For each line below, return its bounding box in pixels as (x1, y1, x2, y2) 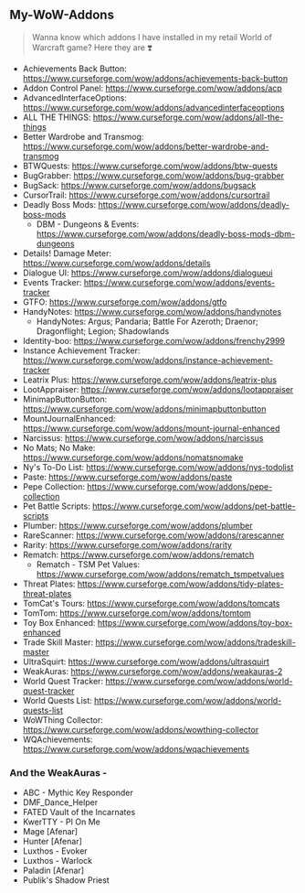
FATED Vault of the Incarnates (22, 807, 136, 818)
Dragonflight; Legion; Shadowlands (36, 325, 170, 337)
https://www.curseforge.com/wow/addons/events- (83, 276, 276, 287)
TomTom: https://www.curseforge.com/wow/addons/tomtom (22, 608, 251, 619)
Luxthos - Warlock (22, 855, 93, 866)
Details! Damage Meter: (22, 247, 112, 259)
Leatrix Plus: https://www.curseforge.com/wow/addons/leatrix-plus (22, 374, 277, 385)
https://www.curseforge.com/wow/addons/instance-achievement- (22, 354, 274, 365)
